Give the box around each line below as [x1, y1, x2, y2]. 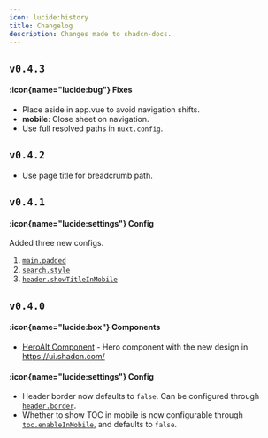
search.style [21, 266, 71, 275]
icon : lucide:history [9, 12, 89, 22]
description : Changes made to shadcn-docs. [9, 29, 172, 38]
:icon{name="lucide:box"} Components [9, 322, 161, 333]
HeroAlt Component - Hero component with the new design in [21, 342, 249, 352]
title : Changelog [9, 21, 73, 30]
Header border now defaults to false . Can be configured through [21, 391, 260, 402]
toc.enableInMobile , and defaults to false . [21, 419, 178, 430]
